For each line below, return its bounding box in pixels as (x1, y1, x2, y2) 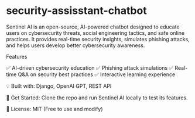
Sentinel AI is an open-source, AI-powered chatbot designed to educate (6, 23, 180, 30)
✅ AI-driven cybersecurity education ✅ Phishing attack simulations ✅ (6, 64, 174, 71)
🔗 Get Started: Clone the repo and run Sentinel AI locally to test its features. (6, 94, 189, 101)
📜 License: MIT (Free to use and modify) (6, 105, 103, 112)
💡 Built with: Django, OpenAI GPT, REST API (6, 83, 112, 90)
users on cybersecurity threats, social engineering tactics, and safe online (6, 29, 185, 36)
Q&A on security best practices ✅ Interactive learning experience (18, 71, 176, 78)
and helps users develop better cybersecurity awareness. (6, 42, 145, 49)
